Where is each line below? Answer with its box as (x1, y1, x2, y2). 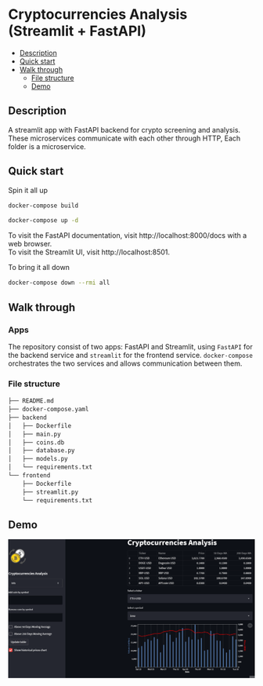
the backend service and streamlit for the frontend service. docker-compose (8, 350, 253, 359)
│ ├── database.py (8, 447, 76, 454)
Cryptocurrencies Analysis (8, 5, 188, 24)
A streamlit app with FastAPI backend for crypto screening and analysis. (8, 125, 241, 134)
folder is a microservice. (8, 141, 86, 151)
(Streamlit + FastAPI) (8, 22, 146, 40)
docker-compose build (8, 202, 79, 210)
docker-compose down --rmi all (8, 279, 110, 287)
